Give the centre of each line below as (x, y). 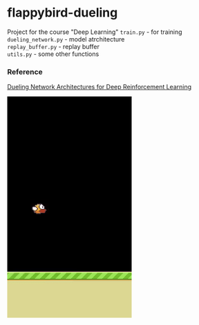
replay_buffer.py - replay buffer (54, 46)
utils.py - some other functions (53, 54)
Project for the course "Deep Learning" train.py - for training (95, 32)
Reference (25, 72)
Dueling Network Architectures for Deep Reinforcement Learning (99, 87)
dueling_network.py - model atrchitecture (66, 39)
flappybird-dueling (63, 13)
